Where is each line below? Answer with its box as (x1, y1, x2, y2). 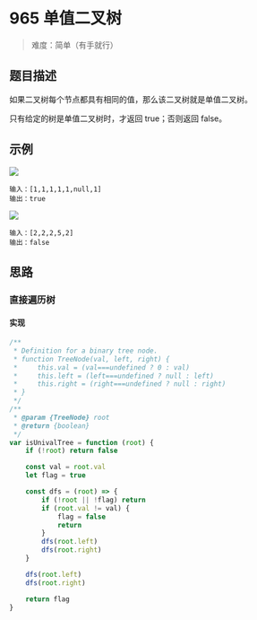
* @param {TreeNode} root (13, 413, 110, 422)
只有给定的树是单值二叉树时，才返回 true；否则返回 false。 (9, 113, 227, 124)
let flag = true (25, 471, 87, 480)
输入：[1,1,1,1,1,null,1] (9, 185, 102, 194)
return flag (25, 594, 70, 604)
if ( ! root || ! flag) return (41, 495, 146, 504)
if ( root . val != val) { (41, 503, 130, 512)
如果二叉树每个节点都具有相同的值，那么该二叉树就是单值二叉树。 (9, 93, 253, 104)
